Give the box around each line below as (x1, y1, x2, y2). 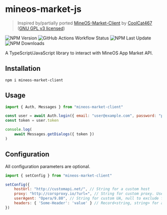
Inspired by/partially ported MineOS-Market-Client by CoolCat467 (17, 20, 153, 26)
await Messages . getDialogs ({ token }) (14, 132, 94, 137)
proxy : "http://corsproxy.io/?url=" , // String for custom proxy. (14, 191, 155, 197)
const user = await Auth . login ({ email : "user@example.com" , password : (5, 113, 157, 118)
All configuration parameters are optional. (5, 163, 90, 169)
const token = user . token (5, 118, 59, 123)
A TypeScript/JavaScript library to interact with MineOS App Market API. (5, 50, 153, 56)
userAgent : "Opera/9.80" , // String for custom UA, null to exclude (14, 196, 159, 201)
